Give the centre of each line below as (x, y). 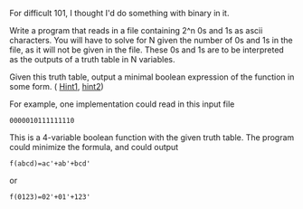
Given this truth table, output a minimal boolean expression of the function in (152, 77)
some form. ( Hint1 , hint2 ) (57, 86)
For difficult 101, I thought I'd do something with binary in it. (119, 13)
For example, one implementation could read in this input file (122, 104)
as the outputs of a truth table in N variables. (92, 59)
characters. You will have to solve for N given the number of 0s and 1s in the (151, 40)
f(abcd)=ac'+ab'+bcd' (50, 164)
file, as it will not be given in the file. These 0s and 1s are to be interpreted (147, 50)
